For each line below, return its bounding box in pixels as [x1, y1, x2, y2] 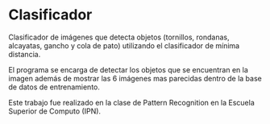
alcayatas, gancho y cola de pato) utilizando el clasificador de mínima [8, 40, 240, 50]
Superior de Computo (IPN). [8, 106, 102, 116]
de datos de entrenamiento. [8, 82, 101, 92]
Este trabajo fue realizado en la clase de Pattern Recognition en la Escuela [8, 97, 255, 107]
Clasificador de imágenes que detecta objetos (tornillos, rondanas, [8, 32, 230, 42]
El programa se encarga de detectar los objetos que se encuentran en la [8, 64, 248, 74]
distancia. [8, 49, 41, 59]
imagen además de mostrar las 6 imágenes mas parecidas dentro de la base [8, 73, 262, 83]
